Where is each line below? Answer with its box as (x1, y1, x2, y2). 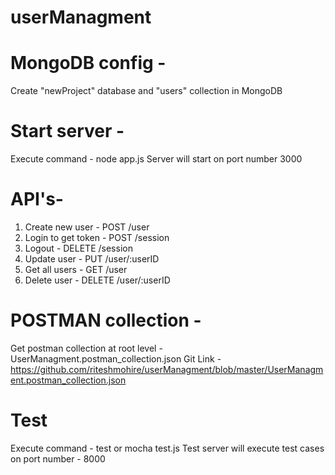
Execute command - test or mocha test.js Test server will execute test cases (10, 442, 325, 454)
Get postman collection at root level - (10, 342, 163, 354)
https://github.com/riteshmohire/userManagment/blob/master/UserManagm (10, 363, 324, 375)
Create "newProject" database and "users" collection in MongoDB (10, 85, 283, 97)
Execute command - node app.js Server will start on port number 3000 (10, 153, 303, 165)
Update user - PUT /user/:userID (24, 253, 160, 265)
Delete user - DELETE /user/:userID (24, 274, 171, 286)
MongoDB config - (10, 52, 167, 75)
